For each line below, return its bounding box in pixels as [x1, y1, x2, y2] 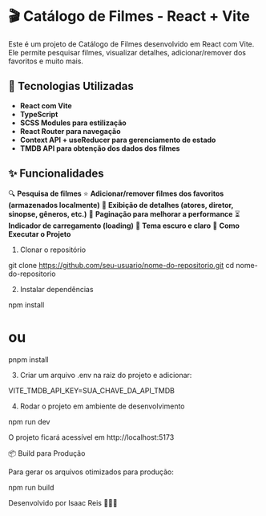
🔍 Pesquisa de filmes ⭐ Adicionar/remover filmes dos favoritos [8, 189, 224, 198]
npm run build [8, 482, 54, 492]
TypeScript [19, 109, 58, 119]
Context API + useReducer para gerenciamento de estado [19, 135, 216, 144]
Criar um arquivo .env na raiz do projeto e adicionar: [19, 370, 192, 380]
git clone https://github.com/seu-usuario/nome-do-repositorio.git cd [8, 260, 235, 270]
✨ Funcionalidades [8, 167, 104, 181]
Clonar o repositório [19, 245, 87, 254]
